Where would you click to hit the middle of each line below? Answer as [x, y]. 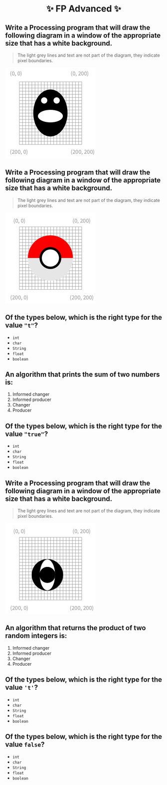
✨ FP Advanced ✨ [84, 9]
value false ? [25, 745]
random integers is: [36, 636]
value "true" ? [27, 434]
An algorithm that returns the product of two [76, 628]
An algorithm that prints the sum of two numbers [83, 375]
